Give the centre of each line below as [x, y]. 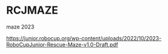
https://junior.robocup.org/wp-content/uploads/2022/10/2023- [84, 38]
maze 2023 [20, 27]
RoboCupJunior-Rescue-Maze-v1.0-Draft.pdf [62, 45]
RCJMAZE [32, 10]
